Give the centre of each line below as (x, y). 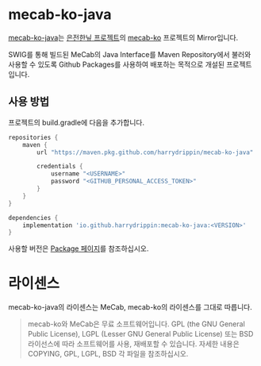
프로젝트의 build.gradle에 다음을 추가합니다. (77, 122)
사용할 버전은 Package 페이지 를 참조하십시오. (79, 248)
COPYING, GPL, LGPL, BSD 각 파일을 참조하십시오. (108, 354)
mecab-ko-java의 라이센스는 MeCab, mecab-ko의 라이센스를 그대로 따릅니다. (130, 307)
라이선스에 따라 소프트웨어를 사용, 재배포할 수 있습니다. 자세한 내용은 (133, 344)
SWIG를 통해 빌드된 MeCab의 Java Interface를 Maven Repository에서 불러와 (130, 54)
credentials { (60, 167)
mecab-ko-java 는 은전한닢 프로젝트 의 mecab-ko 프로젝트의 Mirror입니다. (123, 37)
